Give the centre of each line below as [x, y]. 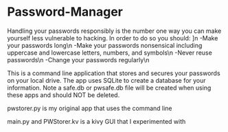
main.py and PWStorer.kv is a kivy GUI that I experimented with [96, 121]
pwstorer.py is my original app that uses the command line [90, 108]
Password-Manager [65, 12]
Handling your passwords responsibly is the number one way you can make [114, 31]
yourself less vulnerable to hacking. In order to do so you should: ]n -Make [113, 38]
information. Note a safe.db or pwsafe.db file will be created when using [109, 88]
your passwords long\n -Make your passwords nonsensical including [105, 45]
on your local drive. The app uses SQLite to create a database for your [106, 80]
